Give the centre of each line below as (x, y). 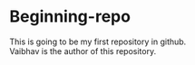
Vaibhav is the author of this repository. (83, 51)
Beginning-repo (70, 17)
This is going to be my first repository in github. (98, 42)
